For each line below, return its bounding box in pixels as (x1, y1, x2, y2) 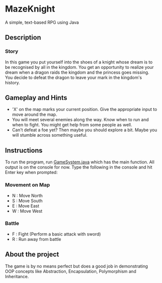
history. (5, 79, 20, 85)
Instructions (5, 146, 43, 155)
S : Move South (12, 198, 43, 204)
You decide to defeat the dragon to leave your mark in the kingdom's (5, 74, 142, 80)
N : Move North (12, 192, 43, 198)
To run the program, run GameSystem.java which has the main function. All (5, 159, 155, 165)
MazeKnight (5, 3, 56, 15)
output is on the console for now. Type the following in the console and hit (5, 164, 152, 170)
